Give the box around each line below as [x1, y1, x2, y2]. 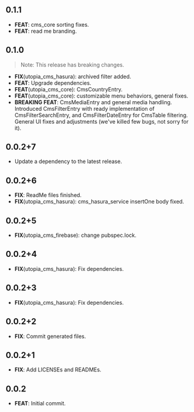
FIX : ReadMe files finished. [14, 191, 82, 199]
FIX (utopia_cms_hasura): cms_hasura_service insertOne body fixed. [14, 198, 184, 205]
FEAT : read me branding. [14, 27, 77, 35]
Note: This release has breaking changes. [20, 61, 124, 68]
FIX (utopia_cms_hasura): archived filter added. [14, 73, 131, 80]
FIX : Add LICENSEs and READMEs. [14, 366, 102, 373]
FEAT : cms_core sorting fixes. [14, 21, 89, 28]
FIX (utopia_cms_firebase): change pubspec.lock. [14, 231, 137, 239]
